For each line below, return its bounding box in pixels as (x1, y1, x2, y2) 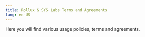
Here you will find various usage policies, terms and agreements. (5, 26, 140, 32)
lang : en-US (5, 12, 30, 17)
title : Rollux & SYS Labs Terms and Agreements (5, 7, 108, 13)
